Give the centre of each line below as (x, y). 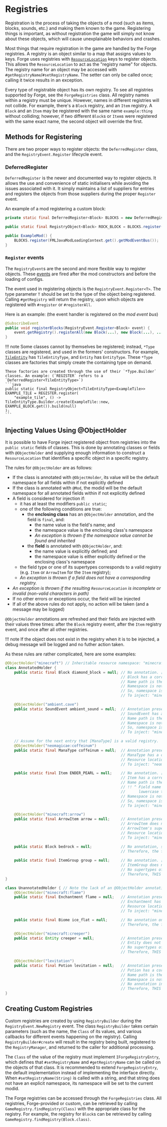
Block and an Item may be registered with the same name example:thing (79, 111)
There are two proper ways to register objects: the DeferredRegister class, (82, 149)
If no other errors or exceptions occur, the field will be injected (76, 599)
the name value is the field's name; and (75, 525)
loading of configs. (24, 279)
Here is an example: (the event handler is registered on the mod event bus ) (82, 314)
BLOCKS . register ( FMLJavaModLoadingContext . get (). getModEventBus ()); (86, 240)
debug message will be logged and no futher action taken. (65, 644)
